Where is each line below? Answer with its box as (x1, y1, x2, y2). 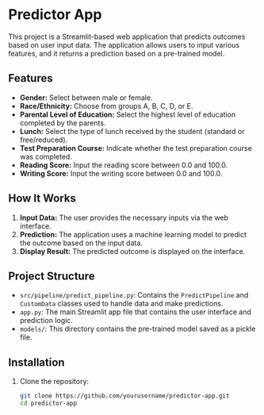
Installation (8, 355, 65, 369)
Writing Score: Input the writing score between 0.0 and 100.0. (19, 168, 223, 178)
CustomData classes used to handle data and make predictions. (19, 299, 224, 309)
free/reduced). (19, 135, 68, 144)
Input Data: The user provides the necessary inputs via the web (19, 213, 228, 222)
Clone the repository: (19, 377, 90, 386)
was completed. (19, 152, 73, 161)
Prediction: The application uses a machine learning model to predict (19, 229, 247, 239)
